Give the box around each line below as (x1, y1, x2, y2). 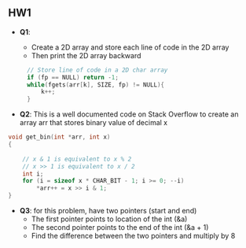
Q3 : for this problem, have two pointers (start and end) (19, 206, 197, 216)
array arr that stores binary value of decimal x (19, 118, 167, 128)
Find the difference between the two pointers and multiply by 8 (31, 231, 236, 241)
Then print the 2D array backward (31, 50, 141, 60)
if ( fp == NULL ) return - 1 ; (27, 73, 119, 81)
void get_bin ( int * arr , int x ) (8, 133, 111, 141)
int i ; (22, 169, 44, 178)
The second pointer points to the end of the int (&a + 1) (31, 223, 209, 232)
